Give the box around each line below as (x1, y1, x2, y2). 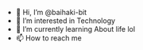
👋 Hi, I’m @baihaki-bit (15, 8, 87, 17)
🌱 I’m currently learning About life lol (15, 25, 136, 33)
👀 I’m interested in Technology (15, 16, 116, 25)
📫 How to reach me (15, 33, 82, 43)
